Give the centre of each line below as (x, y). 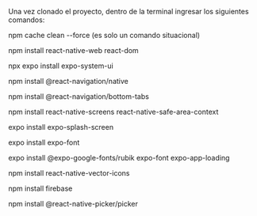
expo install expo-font (44, 142)
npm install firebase (40, 188)
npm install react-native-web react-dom (73, 50)
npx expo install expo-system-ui (61, 66)
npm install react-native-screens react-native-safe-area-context (113, 112)
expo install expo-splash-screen (61, 127)
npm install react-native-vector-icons (69, 173)
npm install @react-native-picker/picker (73, 204)
